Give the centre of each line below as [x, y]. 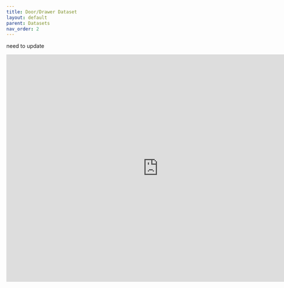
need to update [25, 46]
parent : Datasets [28, 23]
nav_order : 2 [23, 29]
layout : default [27, 18]
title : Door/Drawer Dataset [42, 12]
